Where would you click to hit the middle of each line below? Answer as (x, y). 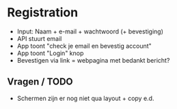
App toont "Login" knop (50, 53)
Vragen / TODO (40, 82)
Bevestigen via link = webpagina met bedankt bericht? (93, 60)
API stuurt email (39, 38)
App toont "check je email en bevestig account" (84, 46)
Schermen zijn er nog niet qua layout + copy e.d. (85, 98)
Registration (43, 13)
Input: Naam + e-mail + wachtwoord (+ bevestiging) (90, 31)
